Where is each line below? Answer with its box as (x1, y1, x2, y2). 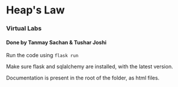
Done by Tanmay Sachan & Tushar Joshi (6, 39, 107, 46)
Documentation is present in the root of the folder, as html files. (6, 74, 160, 82)
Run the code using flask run (6, 52, 78, 59)
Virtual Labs (6, 25, 42, 33)
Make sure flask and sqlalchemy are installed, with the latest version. (6, 63, 173, 70)
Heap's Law (6, 4, 65, 17)
